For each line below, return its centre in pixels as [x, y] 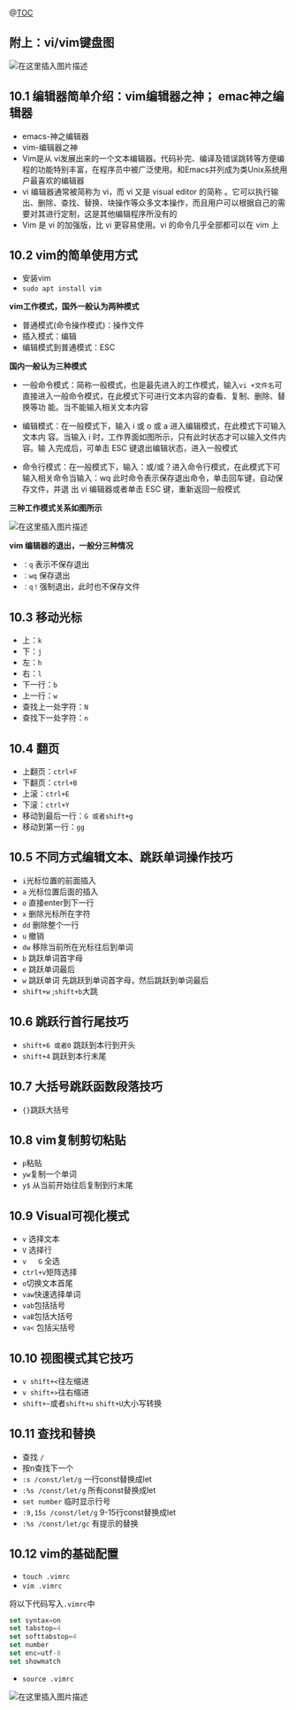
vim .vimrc [42, 1586]
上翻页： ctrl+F [49, 772]
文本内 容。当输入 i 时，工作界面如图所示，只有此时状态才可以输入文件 [150, 437]
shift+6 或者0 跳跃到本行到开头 [78, 1045]
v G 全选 [41, 1261]
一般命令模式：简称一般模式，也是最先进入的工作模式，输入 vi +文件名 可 [152, 385]
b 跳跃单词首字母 [52, 958]
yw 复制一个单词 [49, 1174]
